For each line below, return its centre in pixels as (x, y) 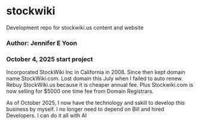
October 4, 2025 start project (50, 59)
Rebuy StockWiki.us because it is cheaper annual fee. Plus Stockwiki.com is (100, 85)
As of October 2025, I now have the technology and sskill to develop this (96, 103)
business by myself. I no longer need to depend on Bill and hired (85, 109)
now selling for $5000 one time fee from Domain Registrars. (80, 92)
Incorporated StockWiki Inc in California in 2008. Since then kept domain (96, 72)
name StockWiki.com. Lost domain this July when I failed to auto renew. (95, 78)
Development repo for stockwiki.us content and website (75, 28)
